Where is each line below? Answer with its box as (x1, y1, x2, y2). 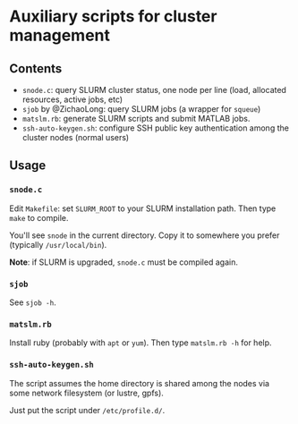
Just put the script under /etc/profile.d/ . (9, 404, 166, 415)
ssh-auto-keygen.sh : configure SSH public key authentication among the (21, 123, 289, 133)
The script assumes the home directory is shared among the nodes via (9, 377, 270, 388)
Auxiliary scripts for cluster (9, 6, 217, 27)
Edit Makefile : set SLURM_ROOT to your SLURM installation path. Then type (9, 203, 277, 214)
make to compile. (9, 212, 69, 223)
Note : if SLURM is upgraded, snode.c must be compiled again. (9, 257, 239, 267)
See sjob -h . (9, 297, 56, 308)
